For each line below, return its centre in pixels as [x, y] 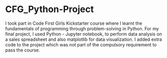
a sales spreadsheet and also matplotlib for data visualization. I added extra [84, 39]
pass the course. [23, 50]
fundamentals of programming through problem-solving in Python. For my [82, 28]
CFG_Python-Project [50, 9]
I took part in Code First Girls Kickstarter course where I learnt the [74, 23]
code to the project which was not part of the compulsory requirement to [81, 44]
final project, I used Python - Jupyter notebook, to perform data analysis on [84, 34]
